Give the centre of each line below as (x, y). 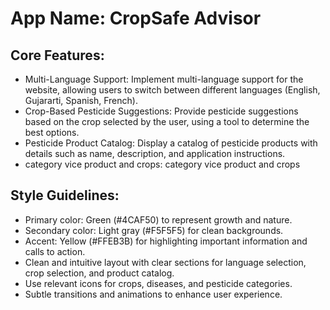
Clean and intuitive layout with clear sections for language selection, (165, 262)
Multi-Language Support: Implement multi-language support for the (164, 79)
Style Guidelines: (65, 195)
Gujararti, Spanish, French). (81, 100)
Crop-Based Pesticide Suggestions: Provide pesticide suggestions (161, 111)
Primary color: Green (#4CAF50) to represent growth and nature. (158, 219)
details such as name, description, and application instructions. (155, 153)
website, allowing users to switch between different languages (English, (172, 90)
